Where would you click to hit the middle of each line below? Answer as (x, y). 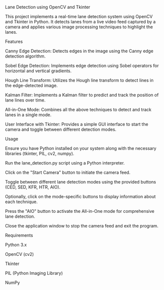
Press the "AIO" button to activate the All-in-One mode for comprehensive (80, 211)
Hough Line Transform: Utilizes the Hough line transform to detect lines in (79, 80)
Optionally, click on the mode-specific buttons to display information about (80, 197)
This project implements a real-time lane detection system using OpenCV (79, 16)
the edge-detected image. (31, 85)
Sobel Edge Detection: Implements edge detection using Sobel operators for (82, 66)
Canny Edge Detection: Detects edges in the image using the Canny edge (79, 51)
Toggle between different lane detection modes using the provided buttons (81, 182)
